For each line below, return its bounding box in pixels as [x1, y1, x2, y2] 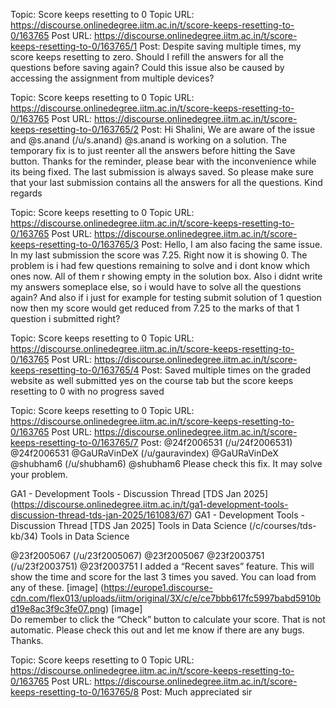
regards [10, 187, 43, 199]
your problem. [10, 469, 68, 480]
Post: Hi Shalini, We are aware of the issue [141, 124, 316, 135]
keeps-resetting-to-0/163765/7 [10, 437, 139, 448]
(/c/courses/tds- [248, 520, 317, 531]
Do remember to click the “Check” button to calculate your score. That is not [10, 614, 326, 625]
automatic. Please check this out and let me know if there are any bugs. [10, 624, 305, 636]
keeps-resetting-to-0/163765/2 [10, 124, 140, 135]
